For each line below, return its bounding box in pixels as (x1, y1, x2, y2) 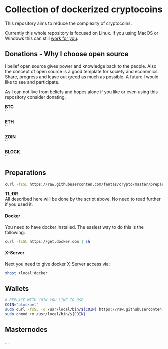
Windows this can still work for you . (5, 35, 79, 41)
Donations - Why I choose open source (5, 50, 129, 58)
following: (5, 229, 25, 235)
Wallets (5, 284, 29, 293)
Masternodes (5, 325, 48, 334)
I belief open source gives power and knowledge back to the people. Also (5, 63, 157, 69)
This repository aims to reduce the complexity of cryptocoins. (5, 20, 132, 26)
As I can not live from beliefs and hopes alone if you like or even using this (5, 89, 158, 95)
